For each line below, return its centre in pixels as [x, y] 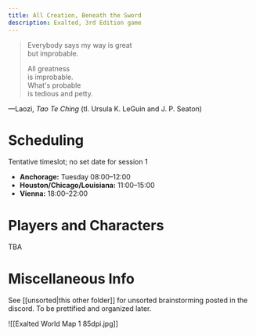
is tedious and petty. [60, 93]
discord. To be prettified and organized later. [80, 309]
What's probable [54, 85]
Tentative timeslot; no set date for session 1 [78, 162]
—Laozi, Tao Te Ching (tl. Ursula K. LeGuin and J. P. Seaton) [105, 108]
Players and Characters [86, 225]
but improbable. [53, 53]
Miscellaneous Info [71, 278]
